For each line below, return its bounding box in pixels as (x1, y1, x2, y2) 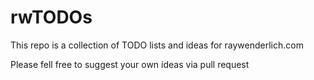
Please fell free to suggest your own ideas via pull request (10, 58, 250, 70)
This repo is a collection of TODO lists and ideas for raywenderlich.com (10, 39, 304, 51)
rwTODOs (10, 6, 93, 29)
